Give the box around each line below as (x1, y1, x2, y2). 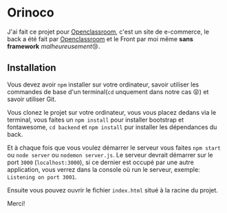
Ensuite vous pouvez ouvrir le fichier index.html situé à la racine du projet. (7, 186, 219, 194)
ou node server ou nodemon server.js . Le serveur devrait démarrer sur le (7, 150, 213, 159)
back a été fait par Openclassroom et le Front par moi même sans (7, 34, 194, 43)
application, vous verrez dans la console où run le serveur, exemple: (7, 165, 201, 173)
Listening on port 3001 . (7, 172, 77, 181)
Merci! (7, 199, 25, 208)
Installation (7, 62, 56, 74)
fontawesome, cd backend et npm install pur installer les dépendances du (7, 122, 217, 131)
